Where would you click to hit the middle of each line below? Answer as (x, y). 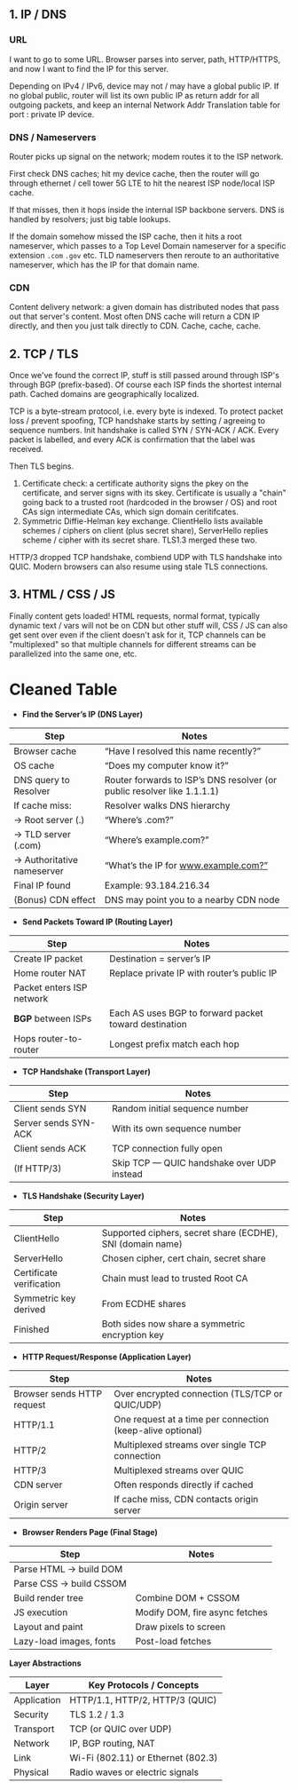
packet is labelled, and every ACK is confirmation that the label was (132, 440)
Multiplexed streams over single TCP (190, 1445)
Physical (31, 1772)
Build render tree (49, 1597)
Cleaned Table (63, 689)
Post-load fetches (173, 1641)
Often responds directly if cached (184, 1485)
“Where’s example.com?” (157, 840)
